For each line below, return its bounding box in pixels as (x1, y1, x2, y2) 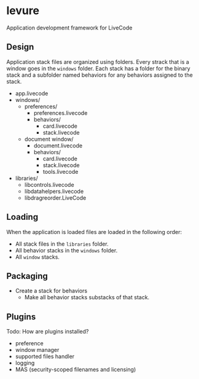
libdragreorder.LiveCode (24, 194, 87, 201)
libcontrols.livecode (24, 181, 75, 188)
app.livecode (15, 90, 49, 97)
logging (15, 359, 35, 367)
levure (6, 4, 40, 18)
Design (6, 42, 34, 52)
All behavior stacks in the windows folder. (15, 246, 118, 254)
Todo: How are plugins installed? (6, 328, 89, 335)
